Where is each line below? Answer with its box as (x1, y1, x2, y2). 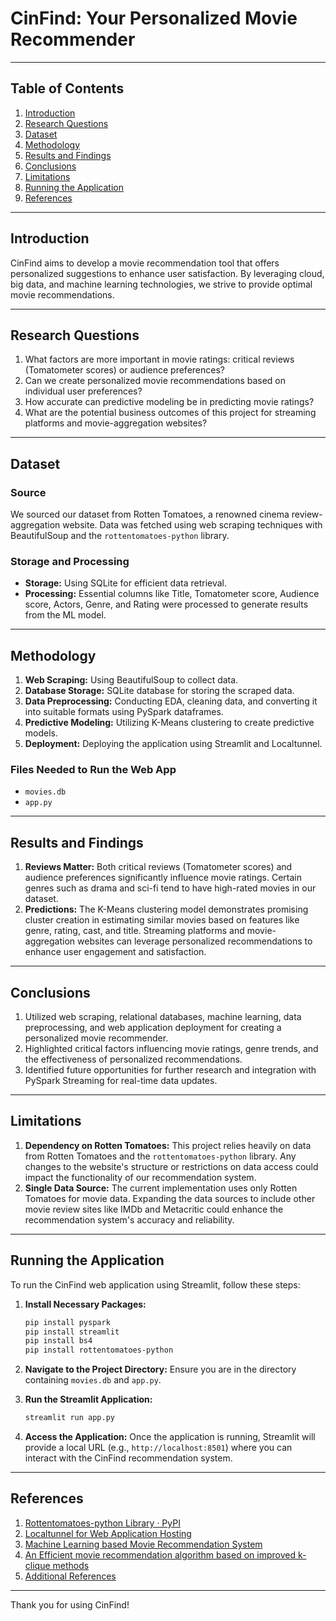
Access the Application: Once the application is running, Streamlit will (24, 1431, 316, 1443)
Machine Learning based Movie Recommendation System (24, 1538, 263, 1550)
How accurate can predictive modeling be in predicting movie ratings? (24, 396, 315, 408)
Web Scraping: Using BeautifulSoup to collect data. (24, 674, 239, 686)
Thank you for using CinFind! (10, 1598, 130, 1611)
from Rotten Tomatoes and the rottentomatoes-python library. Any (24, 1150, 297, 1162)
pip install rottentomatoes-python (24, 1345, 174, 1356)
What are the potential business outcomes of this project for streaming (24, 407, 317, 419)
